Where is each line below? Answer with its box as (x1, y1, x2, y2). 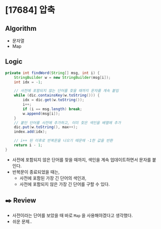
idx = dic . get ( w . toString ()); (23, 97, 84, 103)
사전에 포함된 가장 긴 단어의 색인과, (19, 175, 87, 181)
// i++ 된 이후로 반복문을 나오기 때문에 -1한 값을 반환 (14, 138, 113, 143)
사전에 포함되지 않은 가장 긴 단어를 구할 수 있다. (19, 181, 110, 187)
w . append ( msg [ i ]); (23, 111, 60, 116)
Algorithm (5, 24, 37, 32)
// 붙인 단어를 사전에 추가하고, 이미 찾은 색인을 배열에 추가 (14, 120, 121, 125)
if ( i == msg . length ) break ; (23, 106, 82, 112)
